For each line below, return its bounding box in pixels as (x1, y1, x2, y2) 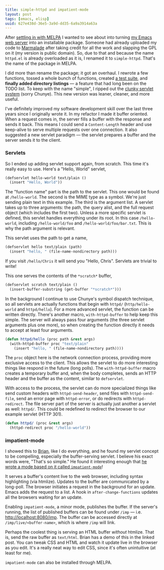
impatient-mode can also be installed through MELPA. (5, 560, 112, 566)
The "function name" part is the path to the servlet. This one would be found (5, 189, 160, 195)
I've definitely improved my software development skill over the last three (5, 106, 153, 112)
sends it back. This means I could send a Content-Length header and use (5, 122, 152, 127)
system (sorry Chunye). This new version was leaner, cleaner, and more (5, 91, 150, 97)
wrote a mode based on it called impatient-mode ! (5, 464, 103, 470)
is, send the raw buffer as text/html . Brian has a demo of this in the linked (5, 535, 155, 540)
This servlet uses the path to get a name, (5, 235, 88, 241)
